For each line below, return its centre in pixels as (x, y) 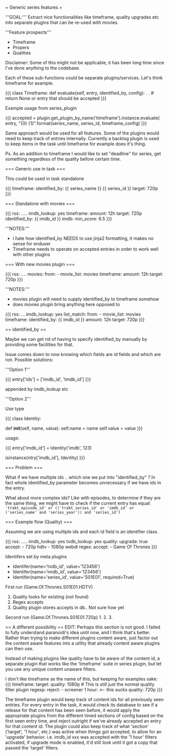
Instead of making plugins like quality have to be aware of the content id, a (82, 658)
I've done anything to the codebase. (43, 68)
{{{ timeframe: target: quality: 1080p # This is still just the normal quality (80, 684)
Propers (21, 47)
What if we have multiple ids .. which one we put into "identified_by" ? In (80, 477)
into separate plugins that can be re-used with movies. (62, 23)
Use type (15, 409)
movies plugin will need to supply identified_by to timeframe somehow (86, 299)
